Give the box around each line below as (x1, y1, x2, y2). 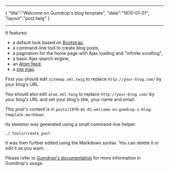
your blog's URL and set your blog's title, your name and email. (5, 97, 136, 102)
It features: (5, 30, 28, 36)
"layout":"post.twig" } (5, 16, 50, 21)
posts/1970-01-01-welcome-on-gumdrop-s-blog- (55, 107, 153, 112)
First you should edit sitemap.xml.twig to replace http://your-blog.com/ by (5, 76, 162, 82)
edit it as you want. (5, 145, 45, 151)
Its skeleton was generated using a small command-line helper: (5, 121, 137, 127)
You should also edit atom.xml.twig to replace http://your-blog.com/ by (5, 91, 155, 97)
